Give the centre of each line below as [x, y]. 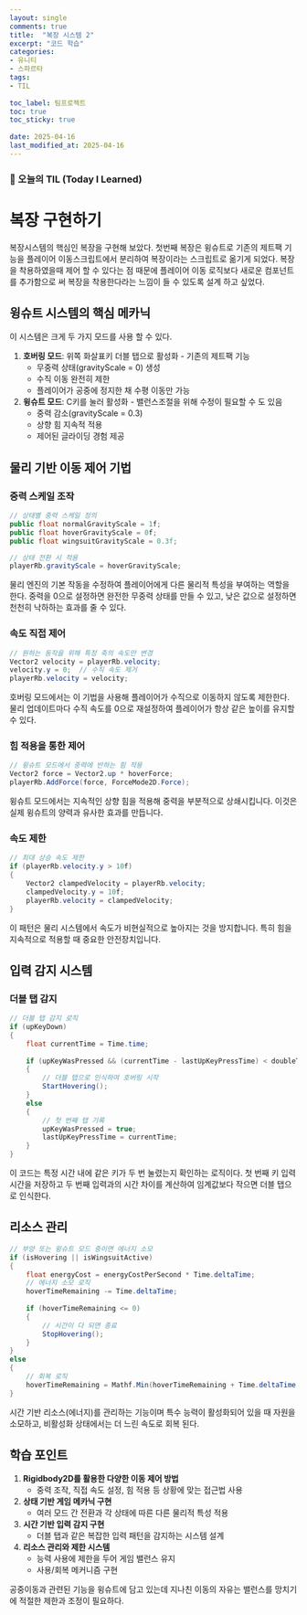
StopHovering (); [73, 1334]
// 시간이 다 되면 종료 [79, 1325]
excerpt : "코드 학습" [47, 43]
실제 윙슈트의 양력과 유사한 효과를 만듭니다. [86, 813]
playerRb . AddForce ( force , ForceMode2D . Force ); [100, 782]
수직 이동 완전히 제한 [73, 379]
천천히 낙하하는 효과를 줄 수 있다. [68, 608]
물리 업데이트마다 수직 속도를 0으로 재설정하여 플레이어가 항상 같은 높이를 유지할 [152, 708]
